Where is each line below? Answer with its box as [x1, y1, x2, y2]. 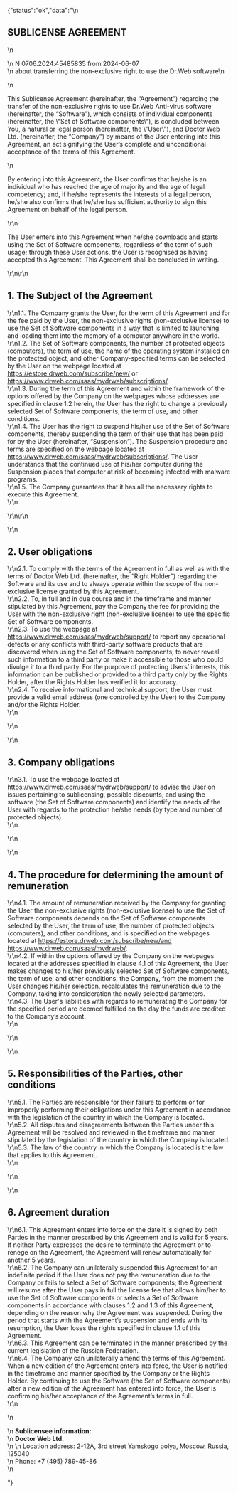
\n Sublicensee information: [7, 1426, 92, 1435]
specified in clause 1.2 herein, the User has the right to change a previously [7, 399, 228, 408]
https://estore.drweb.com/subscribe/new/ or [7, 369, 139, 378]
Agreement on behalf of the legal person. [7, 205, 128, 213]
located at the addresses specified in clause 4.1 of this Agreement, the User [7, 960, 229, 968]
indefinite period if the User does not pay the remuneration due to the [7, 1270, 211, 1279]
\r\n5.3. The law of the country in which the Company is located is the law [7, 1143, 224, 1152]
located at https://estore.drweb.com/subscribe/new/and [7, 937, 172, 945]
